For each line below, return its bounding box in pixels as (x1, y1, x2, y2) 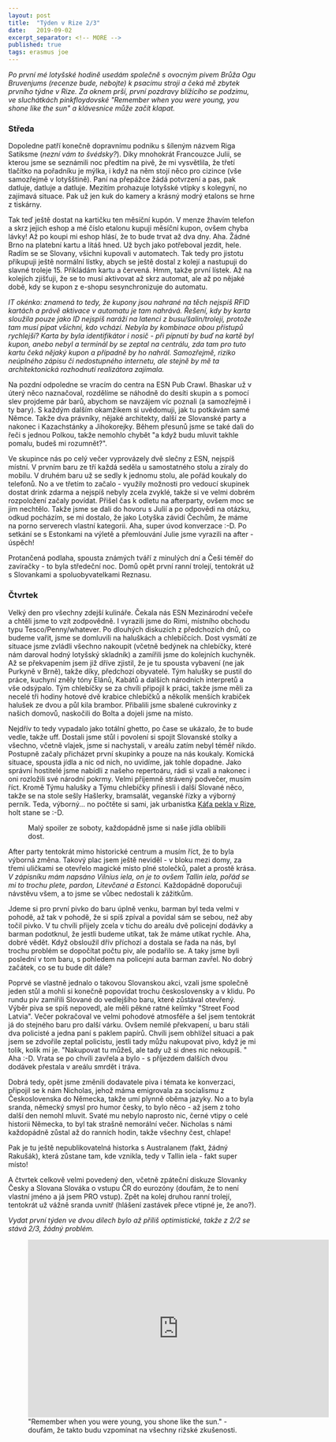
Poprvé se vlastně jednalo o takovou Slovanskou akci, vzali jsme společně (8, 978, 248, 987)
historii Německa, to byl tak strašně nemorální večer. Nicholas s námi (8, 1119, 233, 1128)
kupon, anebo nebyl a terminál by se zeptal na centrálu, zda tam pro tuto (8, 340, 247, 349)
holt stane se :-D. (8, 807, 65, 817)
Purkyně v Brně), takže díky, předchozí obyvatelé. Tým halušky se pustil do (8, 667, 252, 676)
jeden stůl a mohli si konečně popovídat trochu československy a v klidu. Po (8, 986, 256, 996)
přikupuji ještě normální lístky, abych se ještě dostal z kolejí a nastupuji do (8, 257, 248, 267)
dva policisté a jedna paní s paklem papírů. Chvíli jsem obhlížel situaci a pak (8, 1028, 255, 1038)
